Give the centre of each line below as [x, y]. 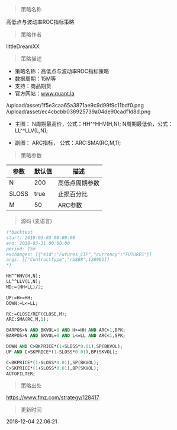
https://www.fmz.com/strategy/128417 [53, 397]
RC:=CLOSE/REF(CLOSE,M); [37, 314]
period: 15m [21, 249]
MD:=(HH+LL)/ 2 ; [25, 287]
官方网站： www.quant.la [45, 93]
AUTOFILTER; [21, 374]
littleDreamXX [23, 46]
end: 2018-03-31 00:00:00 [38, 243]
